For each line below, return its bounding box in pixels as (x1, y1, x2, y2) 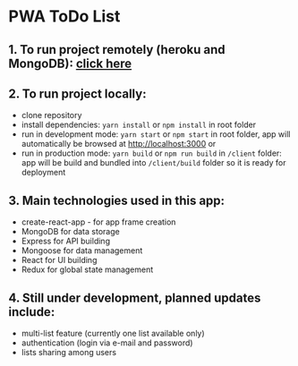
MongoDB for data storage (21, 226, 120, 237)
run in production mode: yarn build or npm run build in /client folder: (21, 148, 283, 158)
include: (8, 304, 55, 319)
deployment (21, 167, 66, 178)
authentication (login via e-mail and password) (21, 337, 193, 348)
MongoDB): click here (8, 55, 132, 71)
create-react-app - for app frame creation (21, 217, 176, 227)
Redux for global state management (21, 264, 154, 275)
